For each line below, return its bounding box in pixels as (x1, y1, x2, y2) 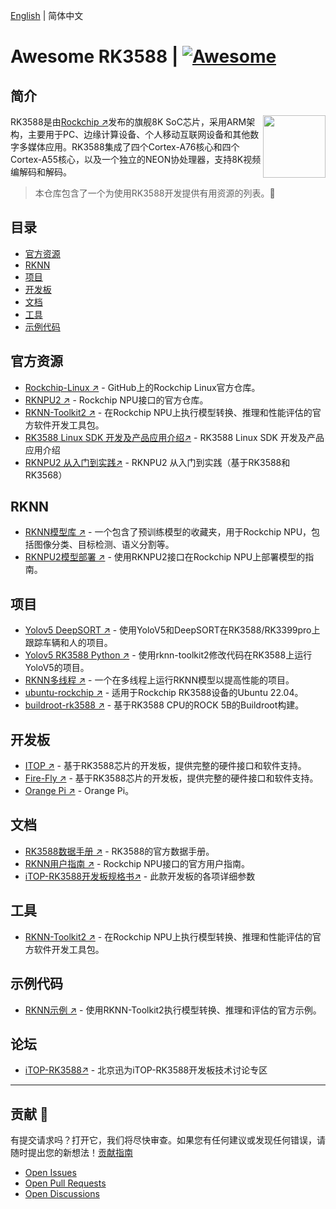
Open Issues (24, 1167, 77, 1179)
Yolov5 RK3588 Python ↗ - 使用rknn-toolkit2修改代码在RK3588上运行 (24, 649, 313, 661)
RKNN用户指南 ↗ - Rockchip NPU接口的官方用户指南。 (24, 857, 251, 869)
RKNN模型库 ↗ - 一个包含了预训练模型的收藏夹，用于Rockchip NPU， (24, 526, 312, 538)
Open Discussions (24, 1188, 100, 1200)
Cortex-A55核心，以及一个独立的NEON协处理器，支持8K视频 (10, 154, 262, 165)
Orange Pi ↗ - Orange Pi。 (24, 785, 135, 797)
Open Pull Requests (24, 1177, 107, 1189)
